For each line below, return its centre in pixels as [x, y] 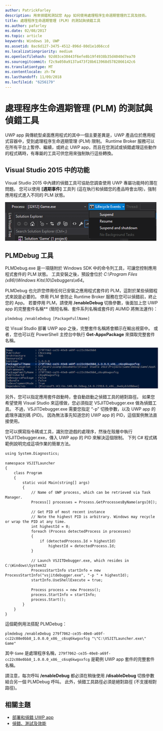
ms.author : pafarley [26, 26]
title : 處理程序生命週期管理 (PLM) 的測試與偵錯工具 [53, 20]
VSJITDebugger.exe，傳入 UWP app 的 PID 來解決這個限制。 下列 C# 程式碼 [81, 438]
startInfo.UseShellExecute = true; [67, 580]
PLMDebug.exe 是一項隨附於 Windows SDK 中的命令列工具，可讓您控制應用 [81, 268]
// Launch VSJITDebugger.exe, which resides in [80, 561]
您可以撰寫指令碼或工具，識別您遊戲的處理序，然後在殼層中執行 [69, 431]
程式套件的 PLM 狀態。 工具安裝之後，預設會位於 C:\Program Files [71, 274]
